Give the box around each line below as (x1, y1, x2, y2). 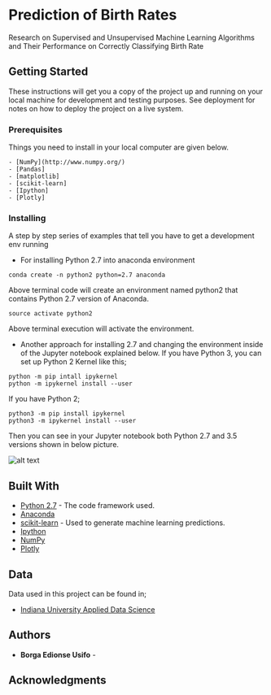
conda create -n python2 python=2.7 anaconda (8, 271, 165, 280)
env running (8, 240, 49, 250)
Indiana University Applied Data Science (20, 604, 155, 615)
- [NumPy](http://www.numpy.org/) (8, 159, 126, 167)
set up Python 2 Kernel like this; (20, 357, 127, 367)
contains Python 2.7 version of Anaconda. (8, 294, 149, 304)
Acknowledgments (8, 673, 107, 688)
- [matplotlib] (8, 172, 60, 180)
